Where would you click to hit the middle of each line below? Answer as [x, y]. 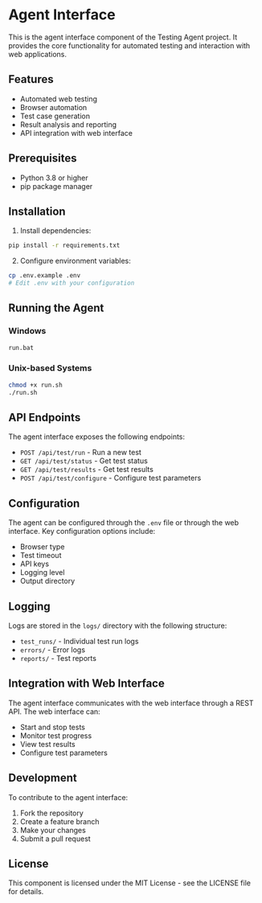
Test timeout [41, 556]
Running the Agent [56, 308]
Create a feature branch [59, 821]
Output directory [47, 581]
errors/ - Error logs [53, 650]
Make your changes [53, 830]
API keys [35, 564]
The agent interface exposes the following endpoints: [97, 437]
